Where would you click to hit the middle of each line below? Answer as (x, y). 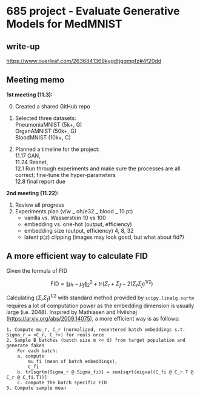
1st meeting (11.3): (30, 95)
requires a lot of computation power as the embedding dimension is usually (100, 305)
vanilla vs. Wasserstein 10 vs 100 (65, 218)
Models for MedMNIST (64, 24)
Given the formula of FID (37, 270)
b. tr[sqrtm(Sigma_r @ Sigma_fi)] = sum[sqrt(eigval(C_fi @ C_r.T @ (105, 372)
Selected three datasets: (46, 118)
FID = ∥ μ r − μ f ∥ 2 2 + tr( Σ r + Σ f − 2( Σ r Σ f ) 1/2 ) (102, 284)
